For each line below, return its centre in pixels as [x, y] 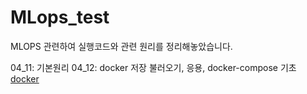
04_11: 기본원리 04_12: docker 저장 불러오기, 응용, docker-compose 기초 [153, 67]
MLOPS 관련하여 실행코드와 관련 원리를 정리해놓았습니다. [121, 46]
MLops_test [60, 17]
